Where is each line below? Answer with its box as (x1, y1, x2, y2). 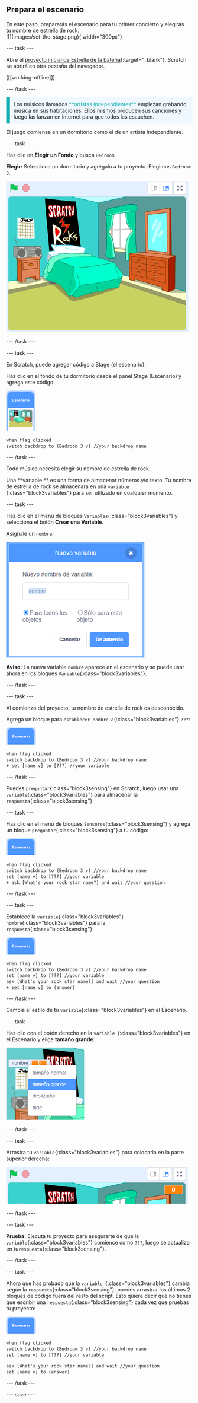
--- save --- (6, 1391, 35, 1398)
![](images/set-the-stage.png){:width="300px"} (6, 33, 122, 40)
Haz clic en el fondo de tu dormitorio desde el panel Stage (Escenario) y (6, 372, 182, 379)
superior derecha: (6, 1155, 50, 1162)
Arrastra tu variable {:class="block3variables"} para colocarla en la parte (6, 1149, 184, 1156)
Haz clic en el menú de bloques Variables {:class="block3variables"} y (6, 512, 178, 519)
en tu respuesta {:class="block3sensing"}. (6, 1245, 106, 1252)
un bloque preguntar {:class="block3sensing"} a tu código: (6, 826, 149, 833)
